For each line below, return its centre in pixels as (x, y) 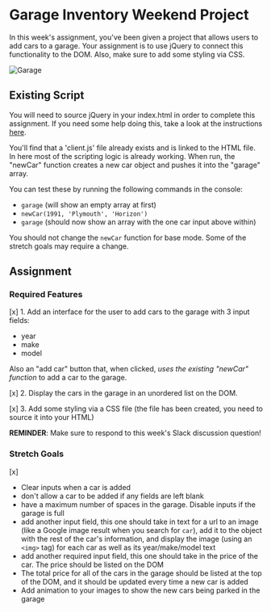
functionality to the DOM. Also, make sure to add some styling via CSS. (127, 54)
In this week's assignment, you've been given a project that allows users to (134, 37)
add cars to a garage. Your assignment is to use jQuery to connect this (126, 45)
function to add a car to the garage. (68, 378)
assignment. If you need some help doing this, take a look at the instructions (136, 124)
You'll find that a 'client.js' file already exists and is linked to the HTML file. (133, 148)
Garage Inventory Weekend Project (129, 15)
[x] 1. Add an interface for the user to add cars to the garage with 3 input (129, 312)
